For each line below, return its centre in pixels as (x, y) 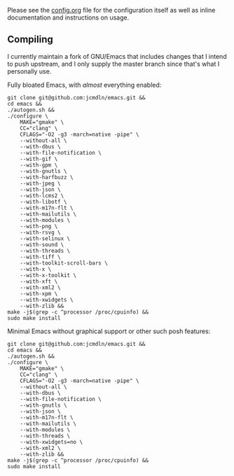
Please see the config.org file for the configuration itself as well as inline (111, 10)
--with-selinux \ (45, 238)
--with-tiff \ (40, 257)
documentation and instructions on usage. (68, 17)
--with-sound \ (42, 244)
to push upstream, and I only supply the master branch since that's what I (113, 64)
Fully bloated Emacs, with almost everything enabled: (84, 85)
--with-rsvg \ (40, 232)
